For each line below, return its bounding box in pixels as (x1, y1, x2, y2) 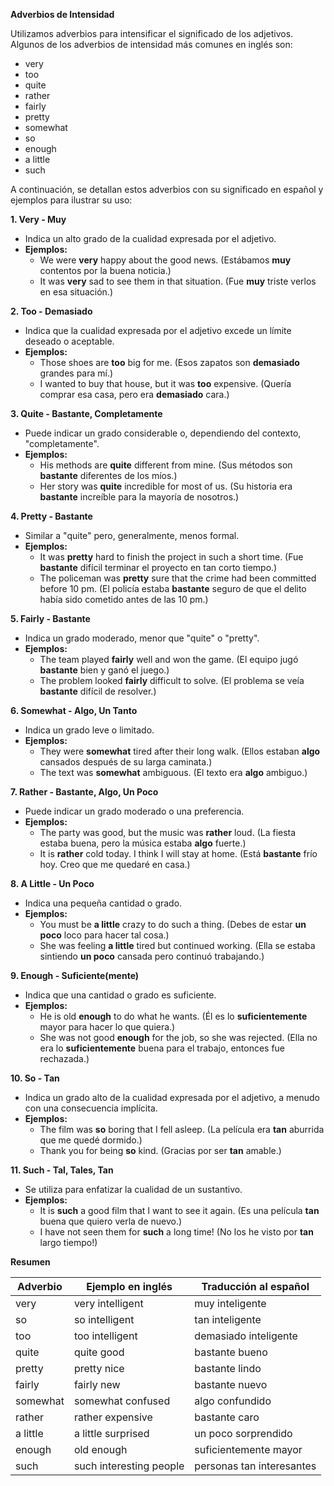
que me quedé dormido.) (39, 1134, 143, 1146)
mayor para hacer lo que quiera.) (39, 1021, 176, 1033)
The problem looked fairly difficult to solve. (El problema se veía (39, 675, 305, 686)
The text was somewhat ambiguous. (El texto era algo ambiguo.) (39, 767, 308, 778)
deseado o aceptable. (24, 335, 115, 347)
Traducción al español (201, 1280, 310, 1293)
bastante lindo (194, 1362, 262, 1375)
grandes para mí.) (39, 367, 114, 379)
